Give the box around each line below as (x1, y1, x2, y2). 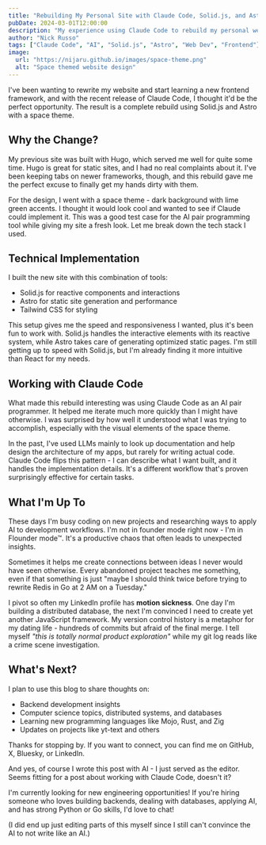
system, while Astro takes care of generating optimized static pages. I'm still (8, 337, 257, 347)
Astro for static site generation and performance (19, 297, 178, 306)
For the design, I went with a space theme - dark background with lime (8, 195, 239, 205)
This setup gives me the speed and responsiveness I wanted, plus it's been (8, 321, 253, 330)
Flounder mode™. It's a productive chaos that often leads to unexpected (8, 533, 242, 543)
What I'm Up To (8, 495, 85, 509)
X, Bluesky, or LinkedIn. (8, 748, 85, 758)
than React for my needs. (8, 354, 91, 363)
